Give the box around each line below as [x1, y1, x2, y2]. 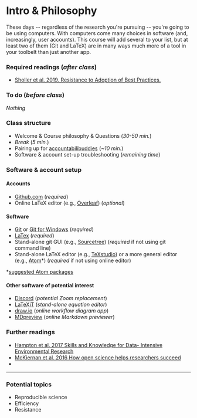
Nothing [6, 104, 26, 111]
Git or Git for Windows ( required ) [14, 226, 94, 233]
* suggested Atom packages [6, 269, 74, 276]
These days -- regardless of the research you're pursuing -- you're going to [6, 23, 189, 30]
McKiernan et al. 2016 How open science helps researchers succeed [14, 354, 181, 361]
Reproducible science [14, 393, 67, 400]
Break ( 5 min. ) [14, 138, 49, 145]
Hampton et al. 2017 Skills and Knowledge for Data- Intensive [14, 341, 163, 348]
